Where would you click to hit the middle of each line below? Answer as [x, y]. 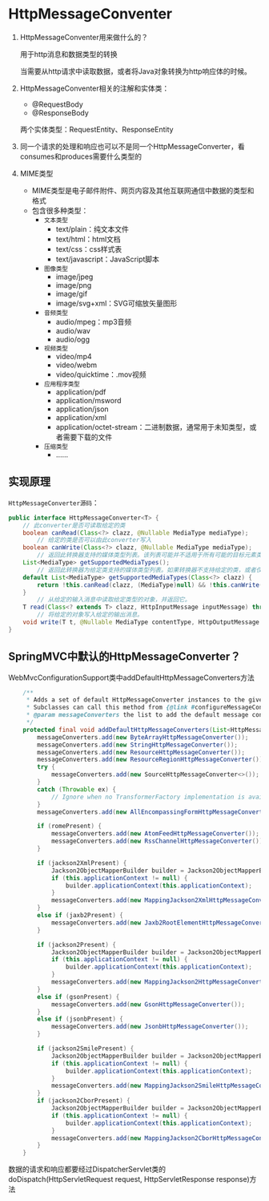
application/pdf [81, 392]
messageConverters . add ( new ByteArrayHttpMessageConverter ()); [143, 737]
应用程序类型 [62, 384]
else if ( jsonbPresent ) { [80, 1019]
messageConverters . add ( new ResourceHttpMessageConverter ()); [141, 752]
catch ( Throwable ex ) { [76, 789]
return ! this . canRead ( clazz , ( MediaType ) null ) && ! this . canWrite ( [150, 585]
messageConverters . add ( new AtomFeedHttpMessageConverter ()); [155, 834]
